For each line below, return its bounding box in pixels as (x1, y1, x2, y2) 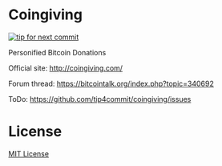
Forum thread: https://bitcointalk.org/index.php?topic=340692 (8, 79, 214, 88)
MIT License (8, 148, 50, 158)
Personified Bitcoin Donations (8, 47, 107, 57)
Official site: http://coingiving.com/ (8, 63, 123, 73)
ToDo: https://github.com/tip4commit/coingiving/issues (8, 94, 192, 103)
